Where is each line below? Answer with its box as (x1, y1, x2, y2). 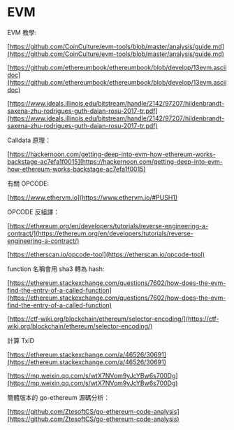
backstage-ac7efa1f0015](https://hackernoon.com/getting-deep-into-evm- (7, 157, 224, 165)
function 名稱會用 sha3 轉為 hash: (7, 264, 105, 273)
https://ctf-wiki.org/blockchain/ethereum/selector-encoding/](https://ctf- (9, 314, 219, 323)
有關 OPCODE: (7, 179, 50, 188)
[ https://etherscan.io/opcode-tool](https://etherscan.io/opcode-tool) (7, 250, 205, 258)
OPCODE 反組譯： (7, 207, 60, 216)
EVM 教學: (7, 28, 37, 36)
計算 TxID (7, 336, 35, 345)
